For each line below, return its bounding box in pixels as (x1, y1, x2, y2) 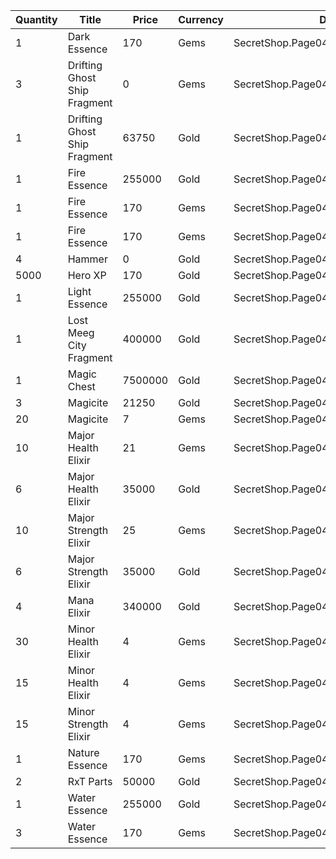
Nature (67, 746, 100, 759)
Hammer (67, 252, 108, 266)
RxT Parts (67, 775, 113, 788)
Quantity (15, 13, 58, 26)
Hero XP (67, 269, 107, 282)
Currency (178, 13, 224, 26)
